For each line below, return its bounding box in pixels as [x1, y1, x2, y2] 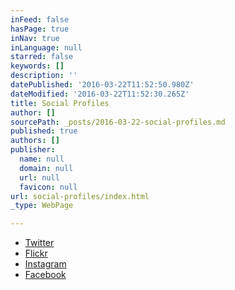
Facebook [24, 269, 67, 281]
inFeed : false [10, 14, 70, 25]
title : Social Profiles [10, 98, 110, 108]
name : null [19, 154, 65, 164]
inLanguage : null [10, 42, 83, 53]
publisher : [10, 145, 56, 155]
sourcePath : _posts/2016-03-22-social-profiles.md [10, 117, 226, 127]
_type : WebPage [10, 201, 74, 211]
